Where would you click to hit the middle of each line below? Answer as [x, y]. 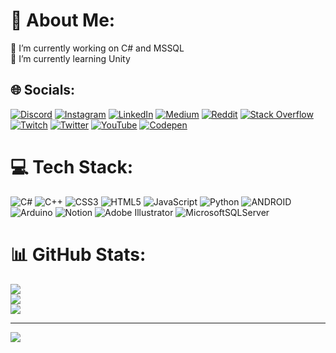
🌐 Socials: [43, 90]
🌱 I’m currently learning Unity [70, 58]
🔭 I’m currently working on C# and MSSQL [97, 48]
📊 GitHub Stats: [78, 254]
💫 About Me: [63, 20]
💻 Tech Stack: [72, 166]
